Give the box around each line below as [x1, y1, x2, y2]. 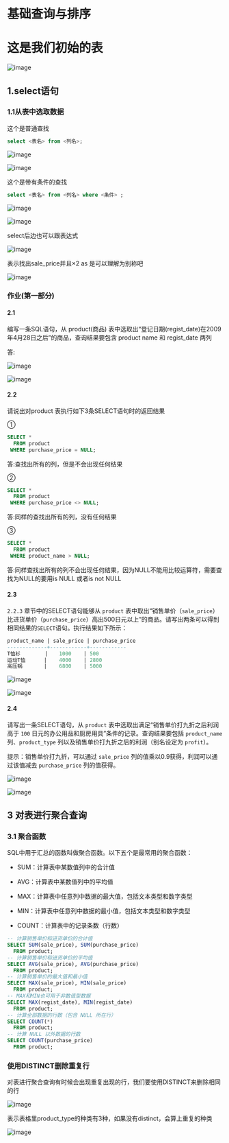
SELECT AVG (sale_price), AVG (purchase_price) [7, 961, 139, 967]
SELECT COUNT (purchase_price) [7, 1037, 94, 1044]
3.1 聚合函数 [7, 832, 46, 841]
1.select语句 [7, 85, 59, 97]
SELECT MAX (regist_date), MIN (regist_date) [7, 999, 133, 1006]
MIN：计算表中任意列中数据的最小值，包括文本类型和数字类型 [16, 907, 191, 915]
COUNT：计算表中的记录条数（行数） [16, 921, 123, 930]
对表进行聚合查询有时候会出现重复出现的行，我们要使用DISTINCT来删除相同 [7, 1078, 221, 1086]
